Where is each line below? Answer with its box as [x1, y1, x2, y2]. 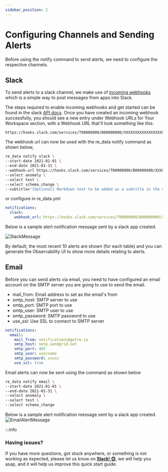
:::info [5, 427, 17, 433]
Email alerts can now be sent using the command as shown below [5, 369, 141, 375]
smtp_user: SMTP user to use [12, 307, 73, 313]
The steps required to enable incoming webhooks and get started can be [5, 104, 155, 110]
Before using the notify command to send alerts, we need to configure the [5, 56, 157, 62]
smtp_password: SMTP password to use [12, 312, 96, 319]
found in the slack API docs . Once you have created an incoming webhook [5, 110, 159, 116]
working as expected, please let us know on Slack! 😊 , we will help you [5, 456, 151, 462]
